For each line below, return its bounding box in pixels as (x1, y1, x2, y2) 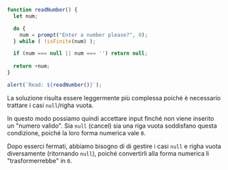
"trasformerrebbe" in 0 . (7, 156, 72, 165)
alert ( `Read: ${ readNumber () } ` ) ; (7, 81, 102, 88)
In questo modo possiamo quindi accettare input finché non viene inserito (7, 114, 214, 122)
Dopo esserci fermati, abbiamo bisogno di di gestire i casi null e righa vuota (7, 142, 222, 150)
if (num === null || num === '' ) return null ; (13, 50, 148, 57)
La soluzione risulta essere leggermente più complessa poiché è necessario (7, 94, 221, 102)
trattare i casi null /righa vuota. (7, 101, 94, 109)
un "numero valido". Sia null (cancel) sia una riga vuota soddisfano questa (7, 122, 217, 130)
